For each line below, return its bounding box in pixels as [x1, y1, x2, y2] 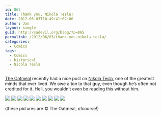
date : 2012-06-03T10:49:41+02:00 [5, 16, 74, 21]
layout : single [5, 26, 36, 30]
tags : [5, 48, 16, 53]
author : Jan [5, 21, 29, 26]
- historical [9, 58, 36, 62]
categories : [5, 39, 29, 44]
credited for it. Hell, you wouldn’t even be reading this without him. [5, 86, 140, 92]
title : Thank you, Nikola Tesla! [5, 12, 74, 17]
